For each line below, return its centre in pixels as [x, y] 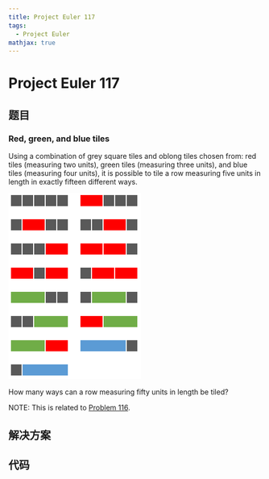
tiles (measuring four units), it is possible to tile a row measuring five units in [134, 173]
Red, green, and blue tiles [59, 139]
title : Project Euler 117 [52, 17]
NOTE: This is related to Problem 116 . [69, 408]
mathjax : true [32, 43]
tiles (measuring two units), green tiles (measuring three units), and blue [128, 165]
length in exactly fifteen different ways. [73, 182]
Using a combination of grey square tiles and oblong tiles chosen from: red [132, 156]
